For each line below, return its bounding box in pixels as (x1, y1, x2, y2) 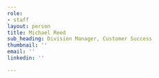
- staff (7, 16, 30, 23)
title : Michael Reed (7, 29, 67, 36)
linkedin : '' (7, 55, 45, 62)
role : (7, 10, 23, 17)
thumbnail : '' (7, 42, 48, 49)
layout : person (7, 23, 51, 29)
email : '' (7, 49, 36, 55)
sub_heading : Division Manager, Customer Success (7, 36, 153, 42)
